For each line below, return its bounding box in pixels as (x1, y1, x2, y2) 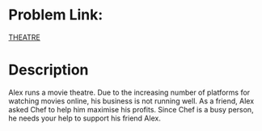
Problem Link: (8, 6, 104, 24)
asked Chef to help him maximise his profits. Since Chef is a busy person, (8, 104, 254, 114)
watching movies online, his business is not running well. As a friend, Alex (8, 95, 255, 106)
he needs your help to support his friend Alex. (8, 113, 162, 123)
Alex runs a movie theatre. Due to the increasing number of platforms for (8, 87, 251, 97)
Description (8, 61, 89, 79)
